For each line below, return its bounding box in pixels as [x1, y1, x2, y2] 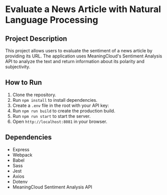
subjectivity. [5, 64, 31, 70]
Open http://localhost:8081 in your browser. [12, 118, 107, 124]
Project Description [5, 34, 67, 43]
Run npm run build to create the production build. [12, 107, 116, 114]
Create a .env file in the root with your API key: [12, 102, 109, 108]
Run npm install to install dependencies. [12, 97, 98, 103]
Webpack [12, 152, 33, 158]
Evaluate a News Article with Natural [5, 4, 161, 15]
